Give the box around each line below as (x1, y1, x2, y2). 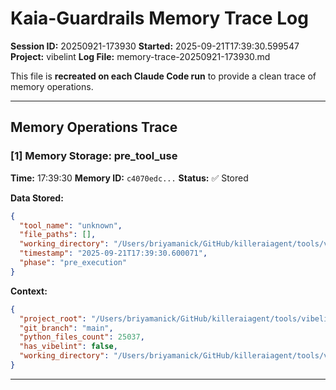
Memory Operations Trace (10, 119, 178, 136)
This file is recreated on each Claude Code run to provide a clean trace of (10, 70, 317, 82)
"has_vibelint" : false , (19, 342, 118, 352)
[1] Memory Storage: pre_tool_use (10, 149, 178, 163)
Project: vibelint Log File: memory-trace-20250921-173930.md (10, 50, 271, 62)
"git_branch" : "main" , (19, 323, 114, 333)
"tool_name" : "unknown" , (19, 220, 123, 231)
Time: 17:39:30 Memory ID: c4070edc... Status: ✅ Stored (10, 172, 249, 184)
